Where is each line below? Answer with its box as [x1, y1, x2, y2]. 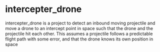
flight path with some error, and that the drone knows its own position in [5, 36, 153, 42]
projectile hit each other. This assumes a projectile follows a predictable [5, 30, 153, 36]
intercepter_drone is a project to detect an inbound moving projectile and [5, 20, 155, 26]
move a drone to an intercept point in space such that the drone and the [5, 25, 153, 31]
